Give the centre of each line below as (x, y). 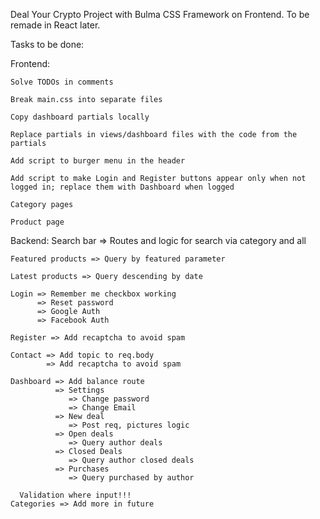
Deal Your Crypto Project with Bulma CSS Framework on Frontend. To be (160, 14)
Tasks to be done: (47, 44)
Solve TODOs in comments (62, 82)
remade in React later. (55, 25)
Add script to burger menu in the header (98, 161)
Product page (37, 222)
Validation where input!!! (75, 495)
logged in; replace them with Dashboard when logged (122, 187)
